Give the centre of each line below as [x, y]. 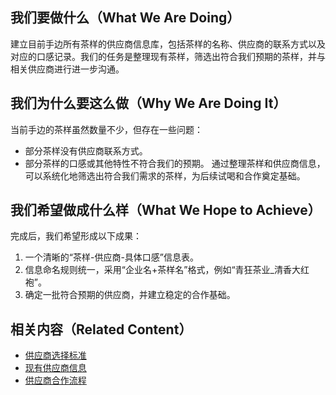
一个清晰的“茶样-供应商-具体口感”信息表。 [112, 257]
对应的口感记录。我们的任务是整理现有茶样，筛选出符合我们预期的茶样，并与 [168, 56]
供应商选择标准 [55, 355]
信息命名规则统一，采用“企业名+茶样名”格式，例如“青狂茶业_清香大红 [167, 270]
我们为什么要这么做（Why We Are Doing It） [148, 103]
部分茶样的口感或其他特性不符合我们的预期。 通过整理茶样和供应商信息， [175, 163]
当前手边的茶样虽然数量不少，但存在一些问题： [106, 129]
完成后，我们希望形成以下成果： [76, 236]
